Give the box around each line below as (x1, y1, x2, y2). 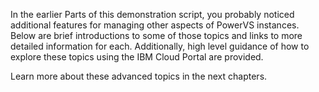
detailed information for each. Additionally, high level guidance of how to (10, 40, 310, 52)
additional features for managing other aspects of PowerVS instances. (10, 19, 300, 31)
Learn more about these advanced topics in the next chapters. (10, 70, 268, 82)
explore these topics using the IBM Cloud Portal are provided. (10, 51, 264, 63)
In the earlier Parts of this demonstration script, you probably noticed (10, 9, 295, 20)
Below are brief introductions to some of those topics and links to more (10, 30, 303, 41)
